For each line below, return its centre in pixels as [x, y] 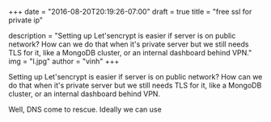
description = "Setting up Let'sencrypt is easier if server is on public [122, 36]
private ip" [25, 20]
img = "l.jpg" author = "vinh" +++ [64, 61]
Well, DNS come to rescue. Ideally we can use [85, 109]
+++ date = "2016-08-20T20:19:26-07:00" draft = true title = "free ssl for [130, 12]
